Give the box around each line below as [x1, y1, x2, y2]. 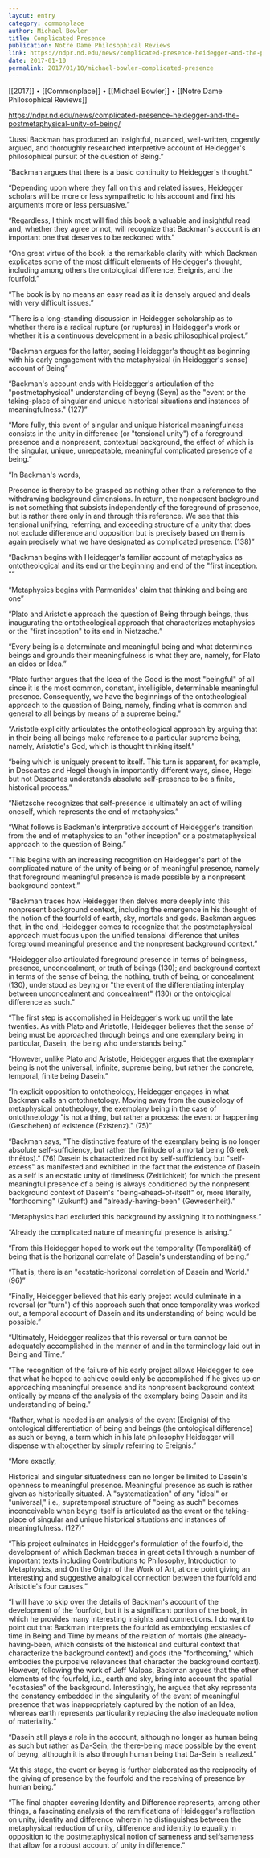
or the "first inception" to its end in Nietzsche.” [8, 626, 163, 635]
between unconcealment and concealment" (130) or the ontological [8, 989, 232, 998]
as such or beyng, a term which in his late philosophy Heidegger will [8, 1432, 235, 1441]
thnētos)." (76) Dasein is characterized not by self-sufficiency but [8, 1153, 225, 1163]
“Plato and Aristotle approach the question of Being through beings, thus [8, 609, 249, 619]
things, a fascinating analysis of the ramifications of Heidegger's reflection [8, 1806, 256, 1815]
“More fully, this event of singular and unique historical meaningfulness [8, 420, 244, 430]
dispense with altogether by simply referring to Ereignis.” [8, 1441, 197, 1450]
